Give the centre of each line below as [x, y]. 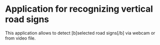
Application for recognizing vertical [79, 9]
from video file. [20, 38]
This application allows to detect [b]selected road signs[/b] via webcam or [80, 33]
